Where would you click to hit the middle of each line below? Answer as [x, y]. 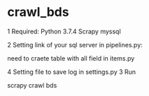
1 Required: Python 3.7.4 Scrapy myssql [64, 31]
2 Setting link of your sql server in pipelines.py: [75, 45]
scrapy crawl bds [32, 85]
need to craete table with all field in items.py [71, 58]
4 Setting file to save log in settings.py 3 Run [72, 72]
